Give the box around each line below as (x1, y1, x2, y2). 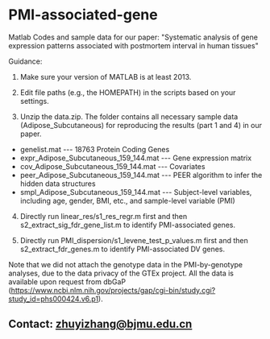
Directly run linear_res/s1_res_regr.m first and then (19, 211, 188, 221)
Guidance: (8, 56, 43, 66)
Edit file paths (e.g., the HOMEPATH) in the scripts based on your (19, 87, 236, 97)
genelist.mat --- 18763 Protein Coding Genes (19, 144, 170, 154)
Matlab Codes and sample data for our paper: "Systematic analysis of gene (8, 32, 258, 42)
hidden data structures (19, 179, 96, 188)
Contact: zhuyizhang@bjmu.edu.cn (8, 317, 193, 331)
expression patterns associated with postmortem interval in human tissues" (8, 40, 260, 50)
